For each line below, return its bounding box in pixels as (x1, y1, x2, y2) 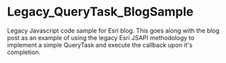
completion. (7, 48, 41, 56)
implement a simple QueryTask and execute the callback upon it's (7, 41, 193, 49)
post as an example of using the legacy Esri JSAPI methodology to (7, 33, 195, 41)
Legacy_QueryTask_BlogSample (7, 4, 194, 20)
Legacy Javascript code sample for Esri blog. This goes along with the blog (7, 26, 220, 35)
